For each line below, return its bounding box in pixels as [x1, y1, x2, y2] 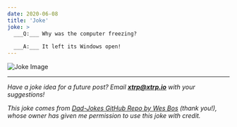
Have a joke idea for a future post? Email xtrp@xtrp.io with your [7, 83, 195, 91]
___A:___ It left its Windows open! [13, 43, 121, 50]
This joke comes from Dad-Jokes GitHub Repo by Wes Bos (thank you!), [7, 104, 217, 112]
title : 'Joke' [7, 17, 49, 24]
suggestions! [7, 90, 45, 99]
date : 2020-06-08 [7, 10, 59, 18]
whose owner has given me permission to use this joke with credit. [7, 111, 201, 120]
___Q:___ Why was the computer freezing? [13, 30, 138, 37]
